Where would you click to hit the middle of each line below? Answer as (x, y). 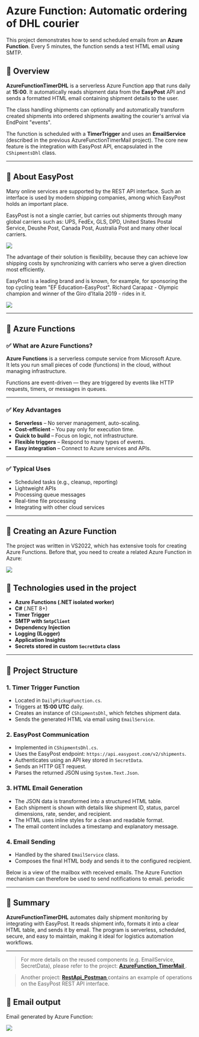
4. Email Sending (31, 842)
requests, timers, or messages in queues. (57, 389)
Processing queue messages (50, 494)
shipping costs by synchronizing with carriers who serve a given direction (96, 263)
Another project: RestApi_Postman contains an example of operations (106, 977)
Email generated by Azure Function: (50, 1016)
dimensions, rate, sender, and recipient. (63, 813)
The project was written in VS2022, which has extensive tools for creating (96, 545)
